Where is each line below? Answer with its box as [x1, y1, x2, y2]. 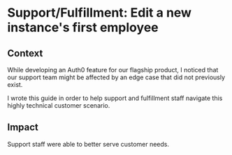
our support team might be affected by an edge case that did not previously [7, 73, 226, 81]
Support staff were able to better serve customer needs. [7, 140, 170, 148]
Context [7, 47, 43, 59]
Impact [7, 122, 38, 133]
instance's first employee [7, 19, 159, 35]
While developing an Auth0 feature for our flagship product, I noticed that [7, 66, 219, 74]
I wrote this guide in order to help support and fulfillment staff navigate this [7, 94, 223, 102]
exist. [7, 81, 23, 88]
